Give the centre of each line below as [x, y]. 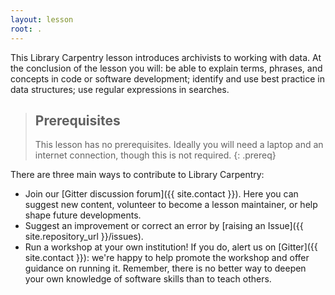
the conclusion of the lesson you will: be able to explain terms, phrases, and [166, 68]
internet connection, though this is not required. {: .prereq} [155, 155]
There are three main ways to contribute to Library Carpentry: [137, 175]
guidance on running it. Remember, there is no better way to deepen [165, 268]
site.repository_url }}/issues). [84, 237]
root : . [26, 29]
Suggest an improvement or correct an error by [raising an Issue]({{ [164, 226]
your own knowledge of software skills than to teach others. [148, 279]
